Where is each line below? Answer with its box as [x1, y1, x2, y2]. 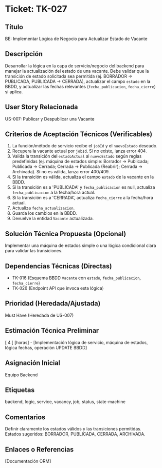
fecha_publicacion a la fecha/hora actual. [12, 189, 96, 196]
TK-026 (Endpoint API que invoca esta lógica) [12, 285, 104, 291]
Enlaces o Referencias [5, 445, 74, 453]
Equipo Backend [5, 372, 38, 378]
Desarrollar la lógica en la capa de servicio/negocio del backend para [5, 62, 144, 69]
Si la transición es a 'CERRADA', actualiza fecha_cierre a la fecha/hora [12, 195, 153, 201]
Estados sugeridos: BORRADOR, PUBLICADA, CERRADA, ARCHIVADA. [5, 431, 145, 437]
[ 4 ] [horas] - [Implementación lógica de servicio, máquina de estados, [5, 339, 148, 345]
